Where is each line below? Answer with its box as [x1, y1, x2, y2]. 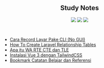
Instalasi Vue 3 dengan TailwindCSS [9, 52, 83, 58]
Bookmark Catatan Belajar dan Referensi [9, 57, 91, 63]
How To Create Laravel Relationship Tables [9, 42, 96, 47]
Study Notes [60, 4, 99, 12]
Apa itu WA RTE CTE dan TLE [9, 46, 69, 53]
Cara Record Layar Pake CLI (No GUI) [9, 36, 85, 42]
